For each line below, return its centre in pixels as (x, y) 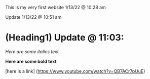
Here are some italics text (32, 51)
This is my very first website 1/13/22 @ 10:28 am (56, 7)
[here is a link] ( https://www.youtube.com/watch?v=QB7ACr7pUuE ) (75, 71)
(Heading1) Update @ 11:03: (65, 38)
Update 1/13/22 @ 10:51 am (33, 17)
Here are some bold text (31, 61)
